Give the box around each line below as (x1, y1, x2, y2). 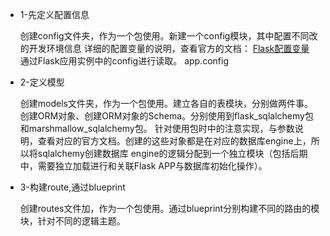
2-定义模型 (19, 76, 65, 88)
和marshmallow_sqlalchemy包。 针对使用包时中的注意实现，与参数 (19, 123, 295, 134)
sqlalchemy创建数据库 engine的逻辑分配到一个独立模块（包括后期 (37, 148, 308, 159)
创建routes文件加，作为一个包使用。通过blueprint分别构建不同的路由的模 (19, 203, 320, 214)
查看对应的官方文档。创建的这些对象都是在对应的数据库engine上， (37, 135, 312, 147)
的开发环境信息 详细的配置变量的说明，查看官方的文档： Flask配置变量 (19, 43, 310, 54)
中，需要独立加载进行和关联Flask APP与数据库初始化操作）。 (19, 160, 268, 172)
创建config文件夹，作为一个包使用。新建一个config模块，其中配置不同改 (19, 30, 318, 42)
